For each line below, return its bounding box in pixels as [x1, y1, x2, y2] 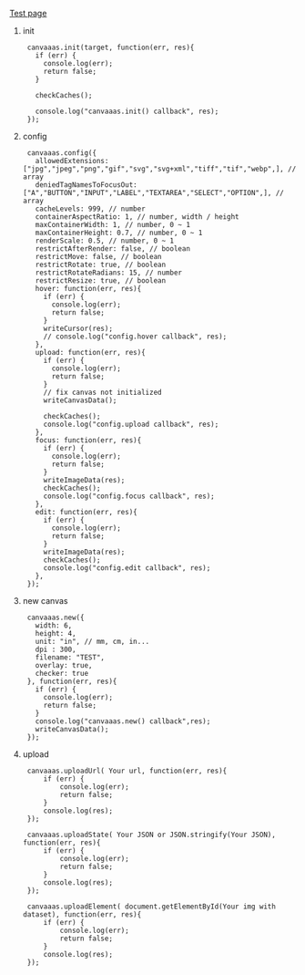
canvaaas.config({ [26, 149, 97, 158]
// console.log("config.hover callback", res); [43, 332, 228, 341]
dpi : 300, [35, 645, 76, 654]
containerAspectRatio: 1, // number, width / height [35, 213, 239, 222]
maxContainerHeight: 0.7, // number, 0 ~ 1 [35, 228, 203, 237]
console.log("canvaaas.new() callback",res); [35, 717, 211, 726]
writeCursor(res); [43, 324, 114, 333]
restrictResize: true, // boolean [35, 276, 167, 285]
